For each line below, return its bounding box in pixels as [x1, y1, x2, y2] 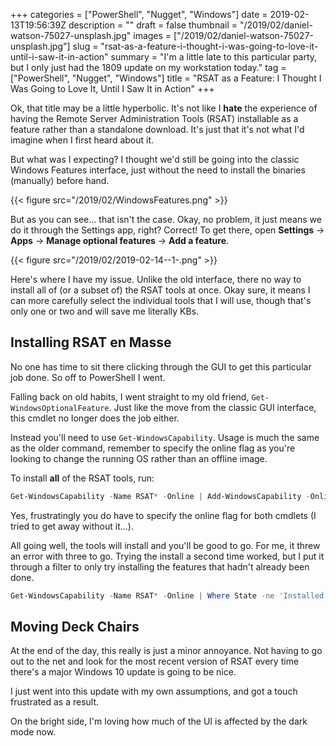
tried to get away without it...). [10, 520, 134, 532]
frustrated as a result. [10, 696, 100, 708]
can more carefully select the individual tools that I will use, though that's [10, 295, 312, 306]
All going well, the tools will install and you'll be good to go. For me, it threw [10, 539, 321, 551]
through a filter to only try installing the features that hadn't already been [10, 560, 310, 573]
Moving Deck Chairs [10, 618, 140, 635]
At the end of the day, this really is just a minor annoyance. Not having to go [10, 645, 323, 657]
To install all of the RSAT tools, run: [10, 472, 155, 484]
